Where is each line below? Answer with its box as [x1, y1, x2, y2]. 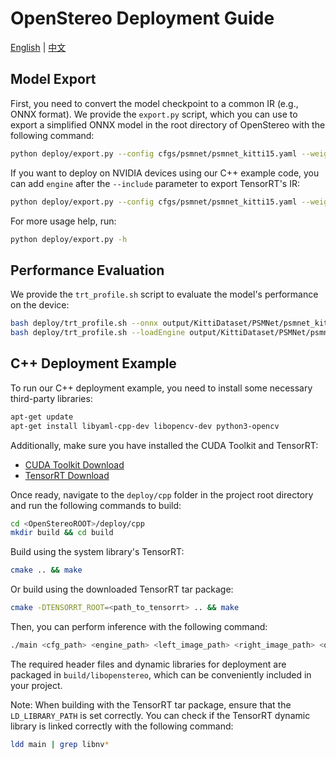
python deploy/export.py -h [10, 234, 128, 244]
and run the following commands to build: [10, 499, 182, 511]
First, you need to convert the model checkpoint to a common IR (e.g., [10, 97, 299, 109]
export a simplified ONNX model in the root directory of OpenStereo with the [10, 118, 326, 131]
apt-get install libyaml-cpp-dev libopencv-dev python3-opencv [10, 421, 280, 431]
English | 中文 [10, 41, 67, 53]
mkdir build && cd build [10, 528, 114, 538]
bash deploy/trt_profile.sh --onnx [10, 318, 159, 329]
